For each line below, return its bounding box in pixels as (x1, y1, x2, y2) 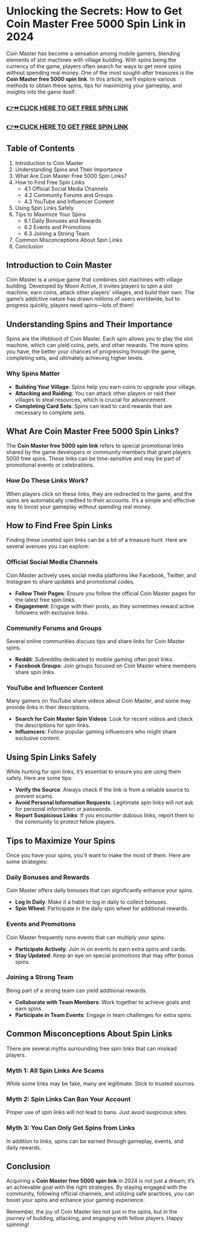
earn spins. (14, 1005, 43, 1012)
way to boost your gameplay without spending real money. (6, 503, 152, 510)
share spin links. (14, 669, 56, 676)
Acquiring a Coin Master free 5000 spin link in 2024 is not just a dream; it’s (6, 1177, 195, 1185)
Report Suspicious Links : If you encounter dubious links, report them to (14, 812, 194, 819)
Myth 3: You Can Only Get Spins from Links (6, 1124, 136, 1132)
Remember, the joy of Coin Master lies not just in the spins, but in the (6, 1208, 178, 1215)
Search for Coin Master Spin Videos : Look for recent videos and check (14, 716, 194, 723)
